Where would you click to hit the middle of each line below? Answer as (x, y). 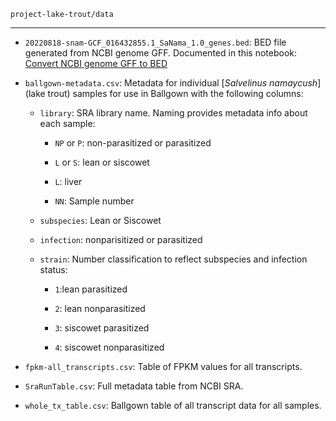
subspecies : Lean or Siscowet (100, 220)
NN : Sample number (94, 201)
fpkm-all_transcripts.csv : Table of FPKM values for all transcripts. (163, 366)
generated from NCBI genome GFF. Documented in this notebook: (161, 53)
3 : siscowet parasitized (102, 328)
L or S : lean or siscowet (102, 162)
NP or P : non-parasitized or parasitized (133, 143)
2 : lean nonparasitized (100, 308)
